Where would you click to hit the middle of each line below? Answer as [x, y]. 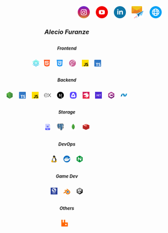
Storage [67, 112]
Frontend [67, 48]
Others [67, 208]
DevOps [67, 144]
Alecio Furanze [67, 31]
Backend [67, 80]
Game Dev [67, 176]
